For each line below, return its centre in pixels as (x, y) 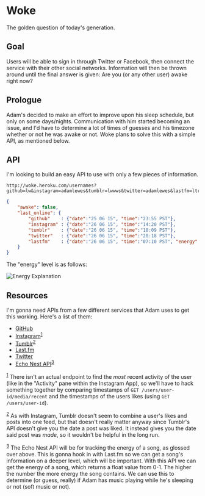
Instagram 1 (29, 335)
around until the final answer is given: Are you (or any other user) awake (97, 74)
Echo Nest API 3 (35, 363)
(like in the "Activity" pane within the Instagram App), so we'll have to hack (100, 383)
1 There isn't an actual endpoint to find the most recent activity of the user (99, 376)
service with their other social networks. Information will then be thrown (97, 68)
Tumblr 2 (25, 343)
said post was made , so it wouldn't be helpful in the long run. (83, 435)
